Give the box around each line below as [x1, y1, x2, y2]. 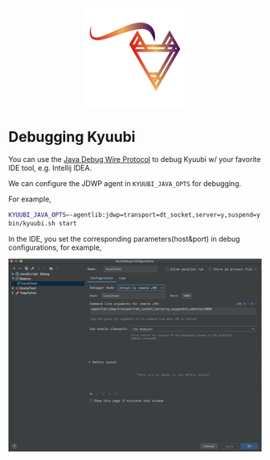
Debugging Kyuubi [8, 128, 136, 147]
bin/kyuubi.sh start [8, 219, 78, 227]
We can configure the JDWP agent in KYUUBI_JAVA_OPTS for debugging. [8, 178, 242, 188]
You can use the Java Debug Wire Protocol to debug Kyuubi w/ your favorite [8, 154, 261, 164]
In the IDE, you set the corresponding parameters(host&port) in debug [8, 234, 240, 243]
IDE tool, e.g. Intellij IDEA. [8, 163, 92, 172]
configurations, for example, [8, 242, 102, 252]
